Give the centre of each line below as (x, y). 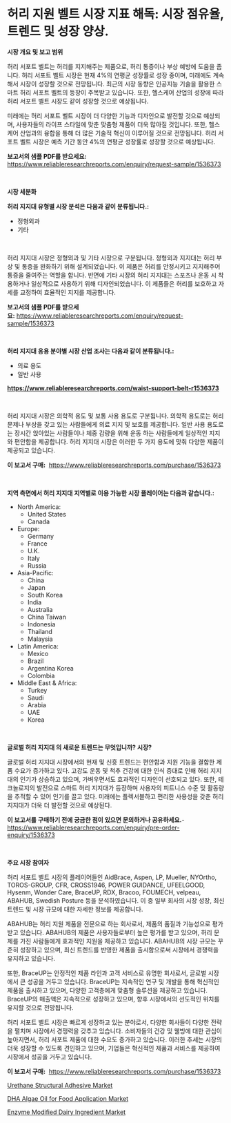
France (38, 544)
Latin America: (38, 646)
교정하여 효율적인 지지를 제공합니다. (68, 292)
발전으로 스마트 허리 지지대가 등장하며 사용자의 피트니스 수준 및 (121, 787)
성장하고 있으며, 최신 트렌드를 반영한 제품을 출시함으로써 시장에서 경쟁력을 (119, 950)
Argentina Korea (50, 668)
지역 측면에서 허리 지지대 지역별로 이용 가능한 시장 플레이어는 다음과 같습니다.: (111, 493)
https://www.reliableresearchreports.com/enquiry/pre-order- (93, 827)
